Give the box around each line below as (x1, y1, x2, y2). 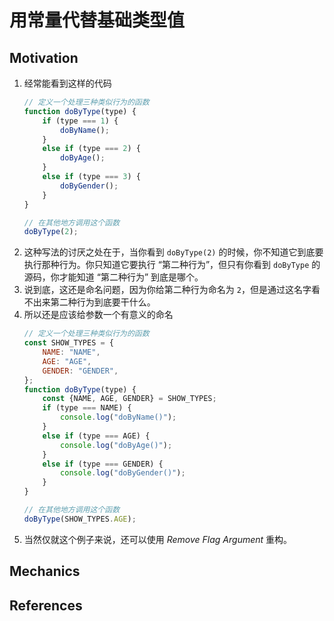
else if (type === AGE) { (42, 431, 151, 441)
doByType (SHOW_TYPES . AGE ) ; (23, 514, 137, 524)
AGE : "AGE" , (42, 356, 92, 366)
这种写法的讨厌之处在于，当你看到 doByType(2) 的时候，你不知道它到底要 (23, 246, 324, 258)
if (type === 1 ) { (42, 116, 119, 126)
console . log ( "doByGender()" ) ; (60, 468, 186, 478)
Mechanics (9, 563, 81, 580)
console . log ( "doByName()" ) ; (60, 412, 177, 423)
